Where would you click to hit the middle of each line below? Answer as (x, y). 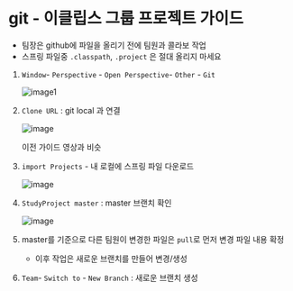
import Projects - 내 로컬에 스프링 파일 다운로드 (108, 166)
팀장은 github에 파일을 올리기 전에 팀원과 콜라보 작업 (114, 45)
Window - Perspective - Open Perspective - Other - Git (118, 74)
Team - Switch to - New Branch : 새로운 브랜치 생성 (110, 277)
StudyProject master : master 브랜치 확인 (96, 203)
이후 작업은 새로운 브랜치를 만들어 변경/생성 (111, 259)
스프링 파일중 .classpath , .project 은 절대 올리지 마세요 (121, 56)
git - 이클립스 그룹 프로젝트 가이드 (126, 18)
